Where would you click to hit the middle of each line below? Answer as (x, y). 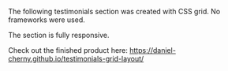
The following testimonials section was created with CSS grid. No (114, 11)
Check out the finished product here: (68, 50)
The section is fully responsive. (59, 35)
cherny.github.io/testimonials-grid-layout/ (76, 59)
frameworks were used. (47, 20)
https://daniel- (153, 50)
